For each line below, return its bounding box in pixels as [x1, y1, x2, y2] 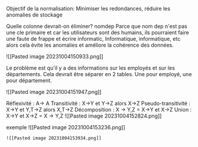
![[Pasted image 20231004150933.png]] [6, 53, 103, 60]
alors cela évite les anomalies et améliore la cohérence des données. [6, 41, 174, 48]
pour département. [6, 77, 52, 84]
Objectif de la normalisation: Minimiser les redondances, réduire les [6, 5, 170, 12]
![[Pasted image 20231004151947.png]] [6, 89, 102, 95]
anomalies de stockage [6, 11, 63, 18]
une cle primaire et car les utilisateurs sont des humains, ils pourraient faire [6, 29, 189, 36]
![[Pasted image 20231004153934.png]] [6, 135, 102, 141]
